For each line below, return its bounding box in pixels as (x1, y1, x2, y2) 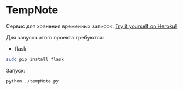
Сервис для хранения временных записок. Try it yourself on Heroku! (6, 23, 177, 30)
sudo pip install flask (6, 56, 65, 62)
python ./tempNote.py (6, 78, 59, 84)
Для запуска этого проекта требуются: (6, 34, 104, 41)
